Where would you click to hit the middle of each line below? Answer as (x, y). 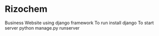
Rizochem (26, 9)
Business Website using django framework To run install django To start (79, 23)
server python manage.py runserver (42, 28)
